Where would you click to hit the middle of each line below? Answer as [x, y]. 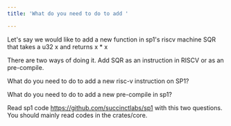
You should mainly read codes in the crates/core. [77, 115]
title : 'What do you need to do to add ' [68, 13]
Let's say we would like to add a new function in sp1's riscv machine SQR [112, 39]
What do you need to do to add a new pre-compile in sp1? [89, 94]
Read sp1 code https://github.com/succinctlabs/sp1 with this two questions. [115, 107]
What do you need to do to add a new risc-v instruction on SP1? [98, 81]
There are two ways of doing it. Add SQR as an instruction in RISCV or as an [115, 60]
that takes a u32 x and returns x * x [58, 46]
